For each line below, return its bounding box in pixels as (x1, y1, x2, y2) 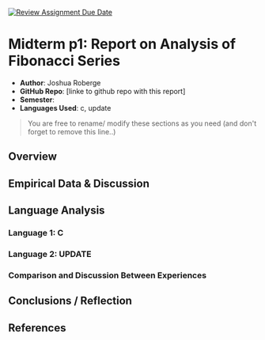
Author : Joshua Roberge (19, 77, 101, 87)
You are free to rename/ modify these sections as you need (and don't (27, 119, 257, 128)
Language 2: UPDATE (8, 248, 92, 259)
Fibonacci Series (8, 52, 121, 70)
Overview (8, 150, 58, 164)
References (8, 321, 66, 334)
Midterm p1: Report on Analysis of (8, 36, 236, 53)
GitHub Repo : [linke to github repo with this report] (19, 86, 186, 96)
